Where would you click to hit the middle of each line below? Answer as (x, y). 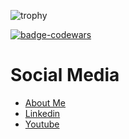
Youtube (42, 124)
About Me (45, 102)
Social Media (65, 75)
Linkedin (42, 113)
